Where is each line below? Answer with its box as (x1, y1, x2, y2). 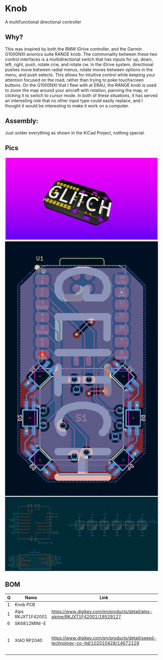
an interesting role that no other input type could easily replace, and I (5, 98, 143, 104)
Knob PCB (14, 602, 35, 608)
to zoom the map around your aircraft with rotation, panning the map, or (5, 87, 149, 93)
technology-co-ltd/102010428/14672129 (51, 640, 140, 646)
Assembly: (5, 117, 39, 125)
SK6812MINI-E (14, 620, 46, 626)
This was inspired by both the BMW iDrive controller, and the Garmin (5, 46, 142, 52)
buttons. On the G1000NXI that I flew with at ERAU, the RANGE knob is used (5, 82, 157, 88)
